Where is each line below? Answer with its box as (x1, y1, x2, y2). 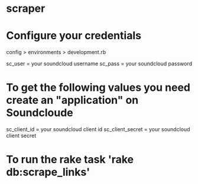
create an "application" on (6, 94, 139, 107)
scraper (6, 2, 46, 15)
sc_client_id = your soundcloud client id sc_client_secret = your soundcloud (6, 126, 190, 133)
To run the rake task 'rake (6, 153, 134, 166)
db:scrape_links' (6, 166, 90, 179)
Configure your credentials (6, 29, 142, 43)
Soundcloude (6, 106, 74, 120)
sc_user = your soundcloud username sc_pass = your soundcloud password (6, 60, 193, 67)
